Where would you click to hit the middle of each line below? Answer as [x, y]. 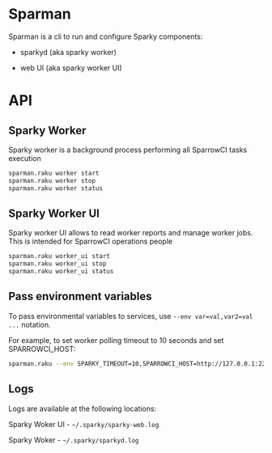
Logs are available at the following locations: [83, 409]
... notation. [30, 324]
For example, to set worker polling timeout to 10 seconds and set [116, 340]
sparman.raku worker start [54, 173]
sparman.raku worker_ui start [59, 256]
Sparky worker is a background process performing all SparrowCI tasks [128, 150]
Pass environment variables [80, 296]
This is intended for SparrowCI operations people [90, 241]
